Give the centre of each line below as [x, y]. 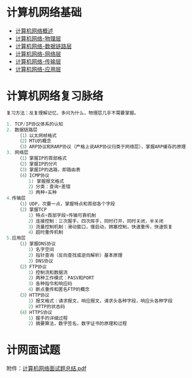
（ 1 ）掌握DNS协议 [37, 244]
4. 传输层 [16, 198]
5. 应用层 [16, 238]
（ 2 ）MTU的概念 [34, 141]
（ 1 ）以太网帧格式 [37, 136]
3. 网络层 [17, 153]
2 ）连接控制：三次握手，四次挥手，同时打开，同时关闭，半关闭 [96, 221]
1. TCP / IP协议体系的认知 [35, 124]
